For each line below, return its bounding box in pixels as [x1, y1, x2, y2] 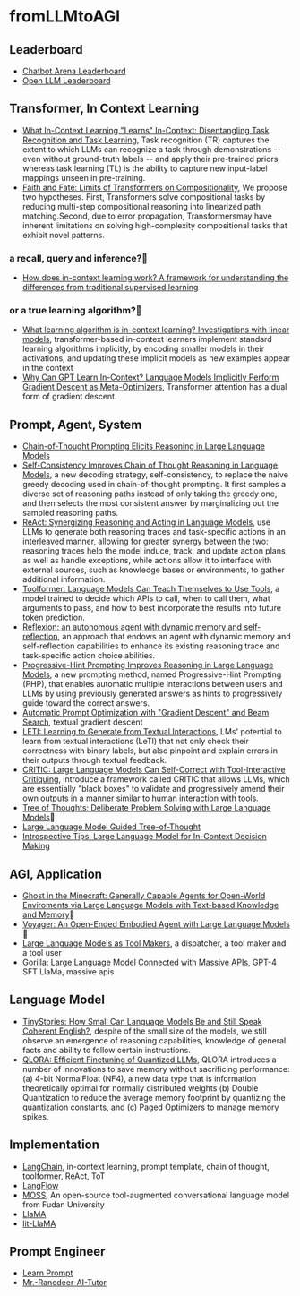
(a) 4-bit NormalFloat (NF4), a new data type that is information [21, 1073, 257, 1084]
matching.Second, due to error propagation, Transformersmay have [21, 210, 273, 221]
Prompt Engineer [9, 1244, 106, 1259]
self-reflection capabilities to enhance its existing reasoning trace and [21, 640, 280, 651]
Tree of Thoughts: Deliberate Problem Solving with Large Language [21, 802, 271, 813]
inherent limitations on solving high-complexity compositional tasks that [21, 219, 288, 230]
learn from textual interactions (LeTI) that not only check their [21, 736, 249, 747]
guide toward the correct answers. [21, 698, 150, 708]
